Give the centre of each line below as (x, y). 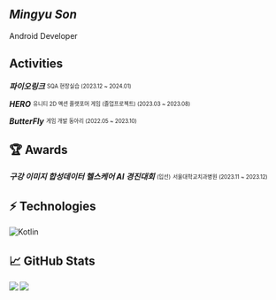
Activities (36, 64)
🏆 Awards (38, 150)
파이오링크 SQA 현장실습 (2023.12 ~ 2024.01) (70, 86)
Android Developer (43, 35)
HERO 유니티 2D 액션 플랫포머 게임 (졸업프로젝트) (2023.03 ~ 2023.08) (100, 104)
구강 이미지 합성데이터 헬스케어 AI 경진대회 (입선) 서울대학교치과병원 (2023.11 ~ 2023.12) (138, 177)
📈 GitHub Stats (52, 261)
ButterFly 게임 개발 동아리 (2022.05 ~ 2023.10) (73, 121)
